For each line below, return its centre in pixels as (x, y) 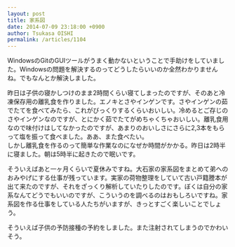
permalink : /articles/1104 (47, 40)
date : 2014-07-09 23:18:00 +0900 (56, 27)
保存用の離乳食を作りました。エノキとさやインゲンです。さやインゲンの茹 (120, 101)
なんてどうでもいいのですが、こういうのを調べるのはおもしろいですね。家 (120, 195)
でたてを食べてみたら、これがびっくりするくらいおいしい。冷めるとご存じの (118, 111)
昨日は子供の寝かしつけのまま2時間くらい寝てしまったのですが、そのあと (113, 93)
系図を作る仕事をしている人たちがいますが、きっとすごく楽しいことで (108, 204)
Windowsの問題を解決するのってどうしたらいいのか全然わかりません (119, 69)
